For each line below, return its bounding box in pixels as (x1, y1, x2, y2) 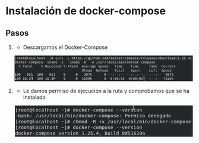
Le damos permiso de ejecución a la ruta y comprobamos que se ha (23, 87, 189, 94)
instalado (23, 94, 46, 101)
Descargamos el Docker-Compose (23, 43, 108, 51)
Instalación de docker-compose (5, 4, 166, 18)
